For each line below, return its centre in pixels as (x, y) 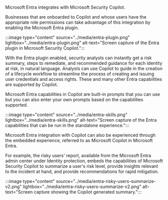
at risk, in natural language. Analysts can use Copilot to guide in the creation (84, 68)
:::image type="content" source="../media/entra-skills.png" (66, 115)
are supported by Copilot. (32, 84)
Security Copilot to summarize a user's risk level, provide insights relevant (82, 166)
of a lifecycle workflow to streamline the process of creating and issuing (80, 74)
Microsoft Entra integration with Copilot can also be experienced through (80, 135)
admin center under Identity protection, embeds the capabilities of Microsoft (84, 161)
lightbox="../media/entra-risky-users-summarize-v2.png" (82, 186)
